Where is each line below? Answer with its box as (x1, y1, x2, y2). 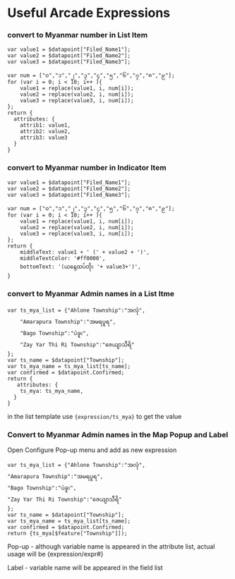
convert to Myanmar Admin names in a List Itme (7, 288, 175, 298)
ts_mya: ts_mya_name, (20, 388, 83, 395)
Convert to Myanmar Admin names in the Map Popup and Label (7, 430, 229, 439)
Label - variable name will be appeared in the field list (7, 563, 164, 572)
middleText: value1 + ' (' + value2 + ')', (20, 248, 150, 255)
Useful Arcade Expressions (7, 5, 171, 21)
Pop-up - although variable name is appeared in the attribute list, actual (7, 542, 215, 551)
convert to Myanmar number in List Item (7, 30, 148, 40)
